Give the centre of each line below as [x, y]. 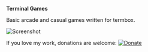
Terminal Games [27, 9]
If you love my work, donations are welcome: [61, 43]
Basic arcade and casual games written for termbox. [71, 20]
